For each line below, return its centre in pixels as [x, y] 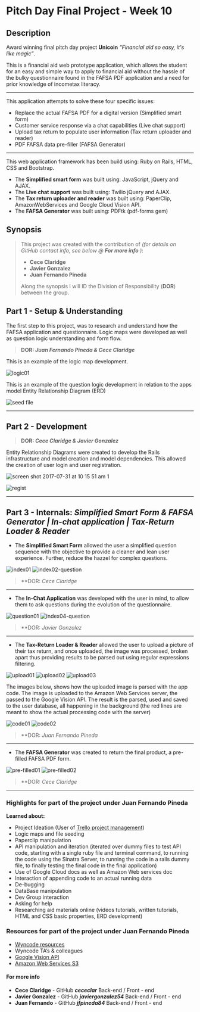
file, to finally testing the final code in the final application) [86, 865]
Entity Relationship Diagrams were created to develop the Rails [83, 452]
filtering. [25, 664]
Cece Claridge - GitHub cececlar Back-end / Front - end [85, 991]
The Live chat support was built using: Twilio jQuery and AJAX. [93, 192]
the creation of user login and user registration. [64, 465]
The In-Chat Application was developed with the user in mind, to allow [102, 598]
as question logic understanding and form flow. [64, 338]
